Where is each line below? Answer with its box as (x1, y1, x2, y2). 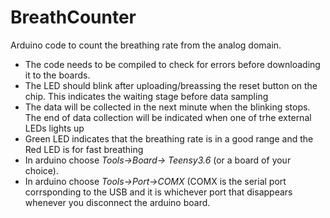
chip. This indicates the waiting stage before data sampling (24, 90, 269, 102)
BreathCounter (10, 6, 137, 29)
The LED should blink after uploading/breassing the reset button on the (24, 79, 318, 91)
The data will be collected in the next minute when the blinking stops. (24, 101, 311, 113)
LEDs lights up (24, 122, 85, 134)
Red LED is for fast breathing (24, 143, 144, 155)
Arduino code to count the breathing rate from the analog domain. (10, 39, 282, 51)
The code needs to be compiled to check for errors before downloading (24, 58, 321, 70)
